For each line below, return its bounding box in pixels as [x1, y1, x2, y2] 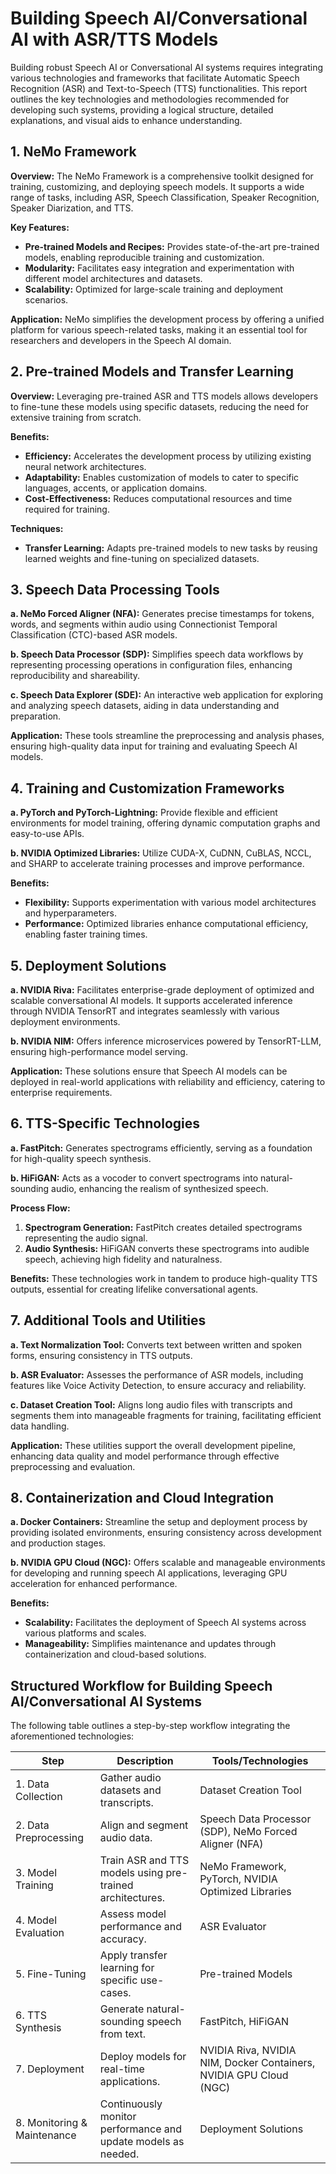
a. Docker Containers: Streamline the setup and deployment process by [10, 1516, 308, 1528]
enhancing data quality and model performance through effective [10, 1450, 280, 1462]
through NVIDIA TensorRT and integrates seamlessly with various [10, 1005, 280, 1017]
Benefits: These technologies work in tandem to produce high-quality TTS [10, 1272, 318, 1284]
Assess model [99, 1907, 167, 1921]
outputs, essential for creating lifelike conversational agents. [10, 1283, 259, 1295]
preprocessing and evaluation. [10, 1460, 136, 1472]
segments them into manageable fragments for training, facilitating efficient [10, 1409, 322, 1421]
